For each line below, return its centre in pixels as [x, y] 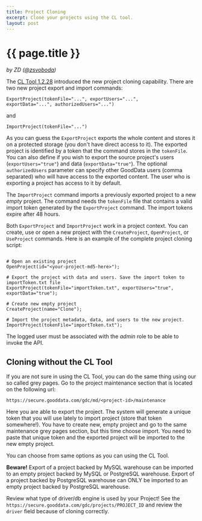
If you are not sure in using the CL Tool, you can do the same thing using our [101, 377]
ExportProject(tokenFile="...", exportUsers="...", [72, 99]
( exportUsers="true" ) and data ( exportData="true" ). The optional [87, 164]
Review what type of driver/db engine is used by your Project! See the [93, 499]
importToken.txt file [33, 283]
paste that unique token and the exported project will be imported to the [96, 437]
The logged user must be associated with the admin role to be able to [93, 336]
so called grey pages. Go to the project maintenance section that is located [99, 383]
